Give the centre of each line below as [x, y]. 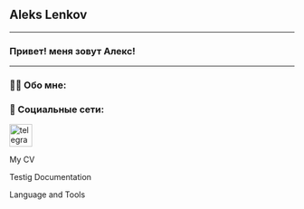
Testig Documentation [51, 177]
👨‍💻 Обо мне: [38, 85]
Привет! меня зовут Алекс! [72, 51]
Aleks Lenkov [48, 15]
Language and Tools [47, 195]
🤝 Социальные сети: [57, 109]
